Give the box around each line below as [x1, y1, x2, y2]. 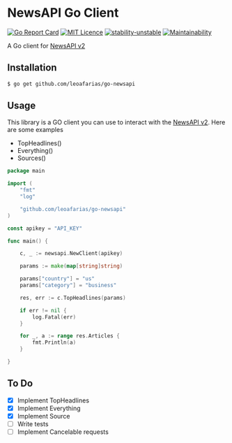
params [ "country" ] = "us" [20, 275, 95, 282]
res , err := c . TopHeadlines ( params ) [20, 294, 127, 301]
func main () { [7, 238, 49, 245]
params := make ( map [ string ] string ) [20, 263, 123, 270]
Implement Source [17, 412, 70, 420]
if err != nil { [20, 307, 68, 314]
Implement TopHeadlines [17, 396, 89, 405]
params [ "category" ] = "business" [20, 282, 117, 289]
